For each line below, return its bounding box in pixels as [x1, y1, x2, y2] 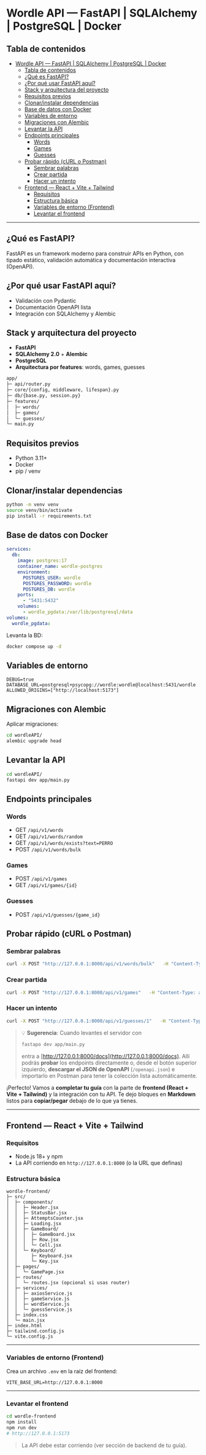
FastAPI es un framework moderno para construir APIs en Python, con [6, 249, 184, 257]
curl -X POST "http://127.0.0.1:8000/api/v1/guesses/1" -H [6, 1018, 166, 1024]
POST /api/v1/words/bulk [15, 846, 82, 853]
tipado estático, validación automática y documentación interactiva [6, 256, 176, 263]
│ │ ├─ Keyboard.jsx [6, 1253, 72, 1259]
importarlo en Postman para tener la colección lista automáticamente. [21, 1072, 197, 1079]
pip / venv [15, 467, 41, 475]
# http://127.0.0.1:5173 [6, 1430, 70, 1437]
